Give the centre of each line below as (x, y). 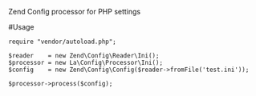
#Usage (21, 27)
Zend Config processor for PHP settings (75, 12)
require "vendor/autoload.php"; (62, 42)
